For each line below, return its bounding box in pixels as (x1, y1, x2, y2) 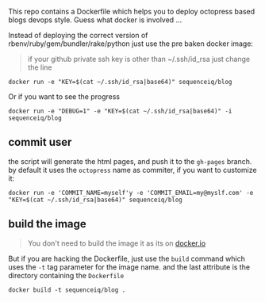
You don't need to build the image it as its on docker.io (27, 238, 206, 248)
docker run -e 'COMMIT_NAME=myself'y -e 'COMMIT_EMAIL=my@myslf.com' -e (8, 189, 254, 197)
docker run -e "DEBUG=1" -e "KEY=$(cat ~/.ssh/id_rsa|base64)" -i (8, 107, 232, 115)
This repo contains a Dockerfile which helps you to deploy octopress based (8, 7, 255, 16)
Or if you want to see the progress (8, 92, 121, 101)
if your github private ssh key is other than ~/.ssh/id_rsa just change (27, 55, 251, 63)
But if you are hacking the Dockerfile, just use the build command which (8, 254, 246, 263)
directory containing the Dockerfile (8, 270, 125, 280)
